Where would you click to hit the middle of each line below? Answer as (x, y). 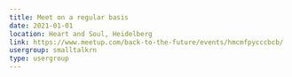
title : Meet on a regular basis (69, 17)
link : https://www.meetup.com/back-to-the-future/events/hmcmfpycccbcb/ (146, 42)
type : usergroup (39, 58)
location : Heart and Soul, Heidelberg (81, 34)
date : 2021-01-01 (41, 26)
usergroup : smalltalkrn (53, 50)
